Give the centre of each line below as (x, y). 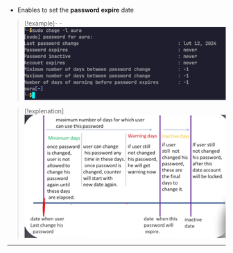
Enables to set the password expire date (75, 10)
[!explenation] (44, 111)
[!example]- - (43, 23)
